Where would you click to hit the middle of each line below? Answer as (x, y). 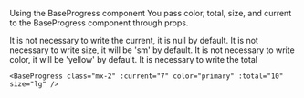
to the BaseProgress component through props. (99, 23)
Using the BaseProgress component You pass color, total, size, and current (151, 13)
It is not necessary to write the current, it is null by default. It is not (134, 40)
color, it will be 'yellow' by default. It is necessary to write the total (134, 59)
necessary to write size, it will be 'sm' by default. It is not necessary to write (152, 50)
